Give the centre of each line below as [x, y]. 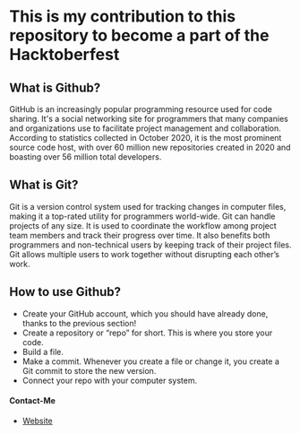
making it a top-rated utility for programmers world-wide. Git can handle [142, 216]
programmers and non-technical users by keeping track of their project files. [150, 245]
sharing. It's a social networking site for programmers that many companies [149, 119]
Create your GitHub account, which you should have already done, [145, 313]
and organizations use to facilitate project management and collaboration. [146, 128]
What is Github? [55, 87]
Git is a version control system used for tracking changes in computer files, [148, 206]
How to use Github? [65, 292]
